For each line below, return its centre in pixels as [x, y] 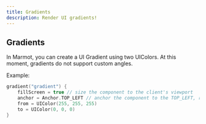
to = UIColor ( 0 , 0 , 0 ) [46, 109]
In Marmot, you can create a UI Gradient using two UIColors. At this [91, 57]
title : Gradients [29, 12]
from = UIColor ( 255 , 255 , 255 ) [57, 104]
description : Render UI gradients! [52, 18]
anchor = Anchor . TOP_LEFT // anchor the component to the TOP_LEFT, [107, 98]
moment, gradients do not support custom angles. [70, 64]
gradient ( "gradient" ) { [37, 87]
